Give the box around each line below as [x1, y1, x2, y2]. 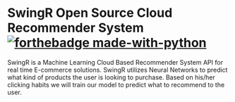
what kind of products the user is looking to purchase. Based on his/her [7, 72, 215, 82]
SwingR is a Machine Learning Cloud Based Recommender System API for [7, 58, 224, 66]
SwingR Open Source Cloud [7, 5, 173, 21]
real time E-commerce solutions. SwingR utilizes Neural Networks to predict [7, 65, 228, 74]
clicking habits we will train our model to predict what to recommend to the [7, 80, 225, 89]
